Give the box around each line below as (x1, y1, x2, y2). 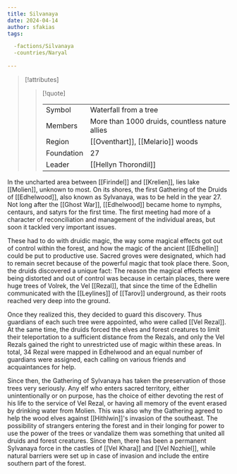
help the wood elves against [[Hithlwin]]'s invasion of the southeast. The (7, 414, 218, 422)
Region (45, 136, 69, 146)
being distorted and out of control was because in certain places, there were (7, 273, 230, 283)
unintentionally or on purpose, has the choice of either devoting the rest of (7, 391, 224, 400)
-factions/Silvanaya (13, 43, 74, 50)
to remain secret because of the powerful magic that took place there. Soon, (7, 259, 229, 267)
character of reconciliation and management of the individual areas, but (7, 215, 216, 223)
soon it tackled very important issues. (7, 223, 117, 231)
